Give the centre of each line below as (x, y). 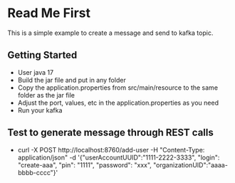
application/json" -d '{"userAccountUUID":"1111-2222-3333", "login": (119, 157)
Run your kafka (40, 110)
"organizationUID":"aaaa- (190, 164)
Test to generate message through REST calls (110, 133)
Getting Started (42, 55)
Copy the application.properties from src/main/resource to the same (118, 88)
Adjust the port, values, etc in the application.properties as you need (118, 103)
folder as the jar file (46, 95)
